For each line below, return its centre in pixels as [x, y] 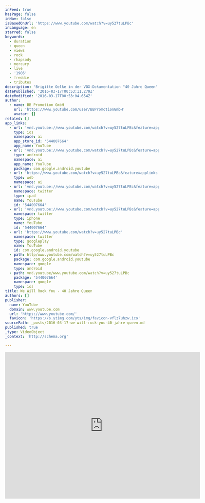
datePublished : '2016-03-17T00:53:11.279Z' [50, 91]
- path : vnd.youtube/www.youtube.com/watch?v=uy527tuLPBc [70, 273]
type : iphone [27, 219]
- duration [20, 42]
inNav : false [18, 19]
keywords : [15, 37]
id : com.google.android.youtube [47, 250]
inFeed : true [18, 10]
